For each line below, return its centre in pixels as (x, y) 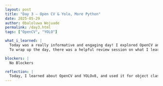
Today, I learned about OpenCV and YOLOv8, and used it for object (79, 76)
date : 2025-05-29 (23, 18)
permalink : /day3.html (28, 28)
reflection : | (19, 72)
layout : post (18, 9)
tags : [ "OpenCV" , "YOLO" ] (31, 32)
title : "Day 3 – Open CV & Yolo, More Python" (53, 14)
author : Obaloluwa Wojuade (32, 23)
